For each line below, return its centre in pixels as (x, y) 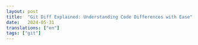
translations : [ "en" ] (33, 28)
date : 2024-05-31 (30, 22)
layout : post (22, 11)
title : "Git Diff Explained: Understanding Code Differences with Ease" (100, 17)
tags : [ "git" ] (24, 33)
